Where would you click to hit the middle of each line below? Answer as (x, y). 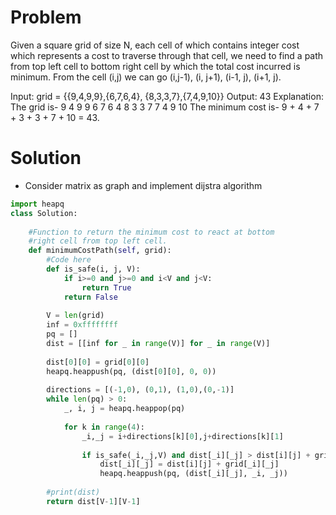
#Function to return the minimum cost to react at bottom (151, 232)
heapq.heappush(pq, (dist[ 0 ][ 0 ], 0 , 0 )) (131, 371)
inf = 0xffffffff (82, 325)
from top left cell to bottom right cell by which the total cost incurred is (155, 66)
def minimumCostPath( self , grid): (100, 251)
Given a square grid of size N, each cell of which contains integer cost (155, 45)
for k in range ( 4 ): (104, 427)
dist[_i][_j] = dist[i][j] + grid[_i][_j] (189, 464)
